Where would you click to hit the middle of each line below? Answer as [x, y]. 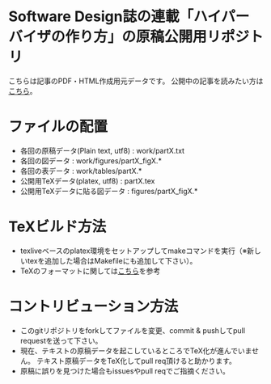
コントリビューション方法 [93, 306]
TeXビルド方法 [57, 227]
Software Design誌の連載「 [101, 17]
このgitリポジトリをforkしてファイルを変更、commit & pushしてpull [132, 330]
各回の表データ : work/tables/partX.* [81, 171]
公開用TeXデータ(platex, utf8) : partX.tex [87, 181]
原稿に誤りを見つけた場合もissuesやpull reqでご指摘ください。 [125, 371]
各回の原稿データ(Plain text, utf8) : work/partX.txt [102, 150]
